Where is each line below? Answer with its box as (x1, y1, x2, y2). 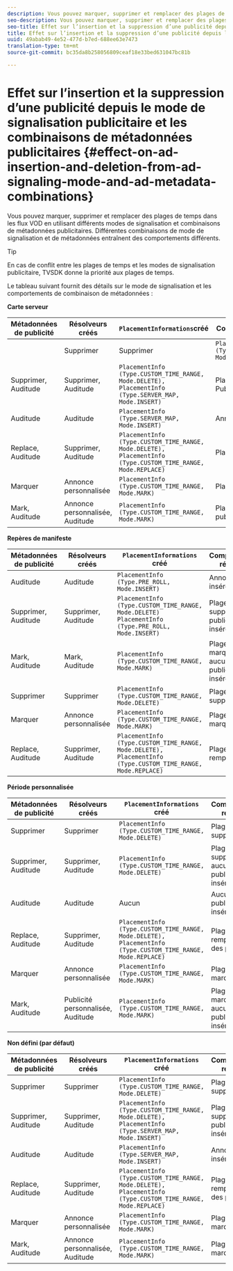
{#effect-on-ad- (83, 144, 179, 160)
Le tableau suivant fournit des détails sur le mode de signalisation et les (7, 281, 212, 290)
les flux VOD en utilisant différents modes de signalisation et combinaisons (7, 219, 221, 227)
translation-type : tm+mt (7, 42, 79, 49)
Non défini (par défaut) (7, 1039, 75, 1047)
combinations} (7, 189, 94, 205)
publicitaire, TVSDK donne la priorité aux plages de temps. (7, 268, 175, 276)
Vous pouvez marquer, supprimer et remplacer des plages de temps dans (7, 212, 218, 220)
